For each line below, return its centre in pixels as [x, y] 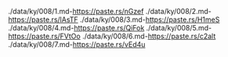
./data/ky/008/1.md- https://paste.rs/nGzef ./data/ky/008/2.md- [110, 11]
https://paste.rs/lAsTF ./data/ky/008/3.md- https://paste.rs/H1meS [114, 20]
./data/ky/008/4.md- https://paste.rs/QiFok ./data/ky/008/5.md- [110, 28]
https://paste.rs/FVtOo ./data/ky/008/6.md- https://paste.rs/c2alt [112, 36]
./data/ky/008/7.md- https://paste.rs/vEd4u [77, 45]
